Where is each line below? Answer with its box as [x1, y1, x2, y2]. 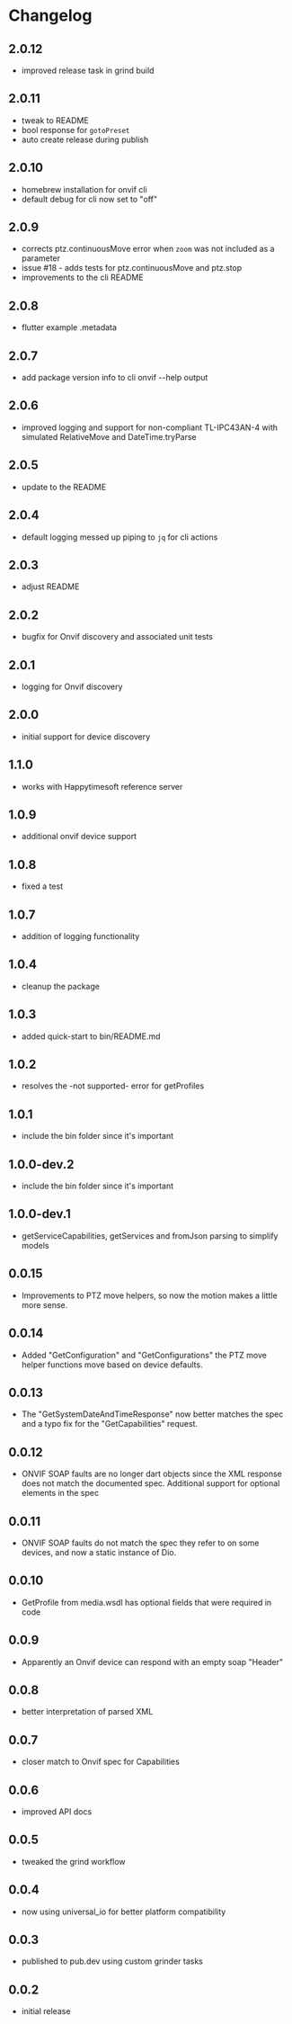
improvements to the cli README [21, 272, 145, 283]
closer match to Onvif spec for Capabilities [21, 1756, 181, 1768]
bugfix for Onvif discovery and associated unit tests [21, 631, 213, 642]
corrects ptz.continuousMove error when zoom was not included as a [21, 244, 275, 255]
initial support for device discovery [21, 730, 151, 742]
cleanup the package [21, 981, 101, 991]
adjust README [21, 581, 80, 592]
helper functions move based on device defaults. [21, 1359, 203, 1370]
